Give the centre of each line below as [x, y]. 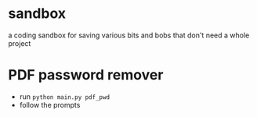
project [20, 43]
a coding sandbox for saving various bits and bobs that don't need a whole [129, 35]
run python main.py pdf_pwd [65, 96]
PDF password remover [86, 75]
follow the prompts [50, 105]
